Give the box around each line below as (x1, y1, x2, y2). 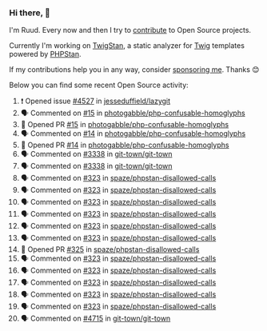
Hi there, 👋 (9, 7, 51, 18)
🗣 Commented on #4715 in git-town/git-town (20, 313, 171, 323)
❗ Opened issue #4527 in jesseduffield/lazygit (20, 96, 171, 106)
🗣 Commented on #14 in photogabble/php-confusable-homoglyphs (20, 129, 246, 138)
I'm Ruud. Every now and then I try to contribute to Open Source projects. (9, 26, 251, 35)
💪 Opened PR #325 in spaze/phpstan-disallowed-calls (20, 245, 200, 254)
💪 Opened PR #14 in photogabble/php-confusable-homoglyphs (20, 140, 229, 150)
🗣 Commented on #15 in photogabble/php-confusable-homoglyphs (20, 108, 246, 118)
